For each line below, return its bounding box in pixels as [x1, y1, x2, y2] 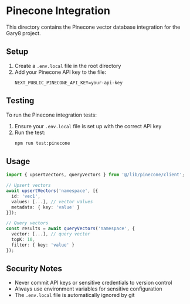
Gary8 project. [6, 29, 41, 36]
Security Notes [6, 264, 63, 274]
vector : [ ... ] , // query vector [11, 231, 91, 237]
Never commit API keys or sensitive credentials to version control [14, 279, 172, 286]
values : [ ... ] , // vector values [11, 199, 93, 204]
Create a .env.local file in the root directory [14, 62, 121, 69]
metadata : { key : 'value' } [11, 204, 80, 210]
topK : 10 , [11, 237, 35, 242]
